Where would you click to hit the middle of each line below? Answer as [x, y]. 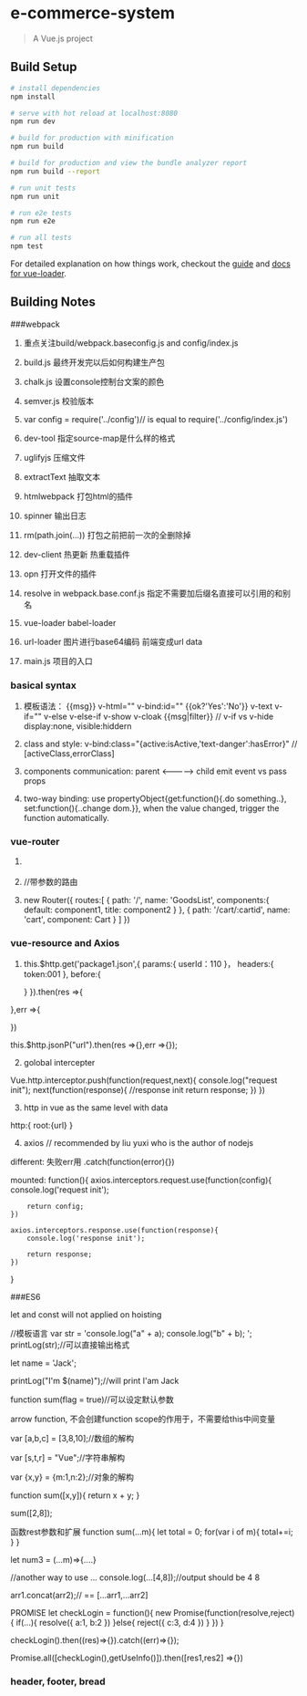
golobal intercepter [59, 1063]
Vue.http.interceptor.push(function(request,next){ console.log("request [144, 1080]
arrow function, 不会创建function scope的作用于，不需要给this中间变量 [143, 1419]
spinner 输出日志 [55, 515]
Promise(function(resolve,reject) [234, 1613]
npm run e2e [33, 222]
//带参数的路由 [51, 881]
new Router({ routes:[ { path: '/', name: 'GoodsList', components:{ [146, 900]
